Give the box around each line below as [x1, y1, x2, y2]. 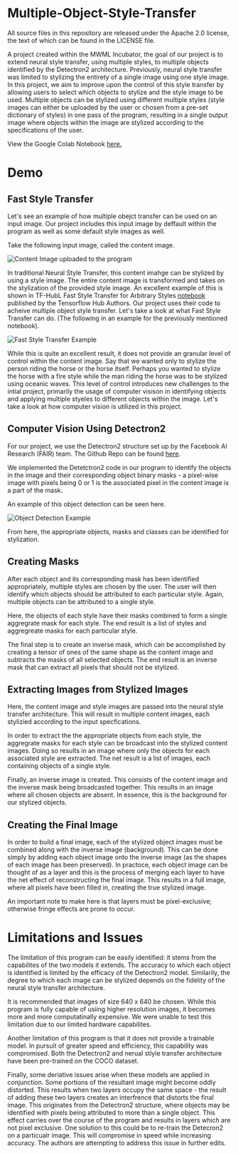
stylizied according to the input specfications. [7, 718, 141, 726]
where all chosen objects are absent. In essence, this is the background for [7, 790, 227, 800]
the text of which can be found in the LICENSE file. [7, 36, 156, 44]
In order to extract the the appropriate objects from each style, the [7, 731, 202, 740]
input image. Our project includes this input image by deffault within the [7, 219, 217, 228]
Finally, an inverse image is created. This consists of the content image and [7, 775, 228, 784]
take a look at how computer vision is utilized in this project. [7, 402, 183, 411]
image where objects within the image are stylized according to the [7, 118, 204, 126]
